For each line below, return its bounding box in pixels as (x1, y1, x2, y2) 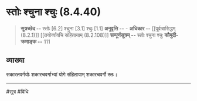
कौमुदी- (164, 32, 179, 39)
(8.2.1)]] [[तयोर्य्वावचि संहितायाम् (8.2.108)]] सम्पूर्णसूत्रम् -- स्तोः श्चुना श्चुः (20, 32, 164, 39)
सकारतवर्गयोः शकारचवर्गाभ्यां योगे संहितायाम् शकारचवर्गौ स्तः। (6, 71, 118, 78)
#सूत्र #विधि (6, 88, 29, 95)
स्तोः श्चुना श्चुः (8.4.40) (6, 5, 101, 19)
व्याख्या (6, 55, 25, 65)
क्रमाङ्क (20, 38, 37, 45)
